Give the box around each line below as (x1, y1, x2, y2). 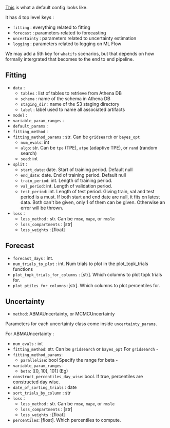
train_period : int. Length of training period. (20, 177, 113, 183)
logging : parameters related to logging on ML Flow (12, 41, 122, 47)
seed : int (20, 155, 38, 161)
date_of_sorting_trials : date (12, 384, 77, 390)
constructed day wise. (12, 379, 60, 385)
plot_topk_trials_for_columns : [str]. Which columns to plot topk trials (12, 271, 162, 277)
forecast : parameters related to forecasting (12, 30, 106, 35)
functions (12, 266, 33, 272)
